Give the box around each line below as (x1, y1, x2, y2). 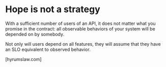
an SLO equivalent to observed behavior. (5, 46, 91, 52)
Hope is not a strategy (5, 4, 100, 15)
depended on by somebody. (5, 31, 65, 37)
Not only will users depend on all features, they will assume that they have (5, 41, 161, 47)
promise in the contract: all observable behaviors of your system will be (5, 25, 155, 31)
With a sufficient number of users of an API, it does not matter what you (5, 20, 156, 26)
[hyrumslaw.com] (5, 56, 42, 62)
